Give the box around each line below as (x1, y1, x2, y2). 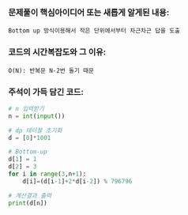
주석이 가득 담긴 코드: (8, 86, 85, 97)
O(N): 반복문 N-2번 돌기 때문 (8, 66, 95, 74)
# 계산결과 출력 (8, 191, 52, 199)
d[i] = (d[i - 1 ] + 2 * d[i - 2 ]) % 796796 (22, 177, 133, 185)
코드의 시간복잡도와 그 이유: (8, 47, 107, 58)
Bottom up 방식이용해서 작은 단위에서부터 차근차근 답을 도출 (8, 27, 181, 35)
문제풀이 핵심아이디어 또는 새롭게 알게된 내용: (8, 6, 170, 17)
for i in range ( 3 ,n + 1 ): (8, 170, 87, 179)
